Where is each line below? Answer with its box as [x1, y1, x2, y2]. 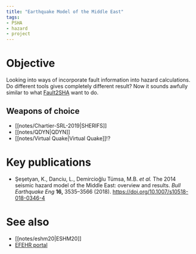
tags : [6, 14, 20, 20]
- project [6, 31, 31, 37]
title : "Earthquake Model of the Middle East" [6, 8, 124, 15]
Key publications [6, 156, 91, 169]
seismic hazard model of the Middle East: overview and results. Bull [14, 181, 181, 188]
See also [6, 215, 49, 228]
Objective [6, 57, 55, 70]
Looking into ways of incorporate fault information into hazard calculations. [6, 76, 191, 83]
